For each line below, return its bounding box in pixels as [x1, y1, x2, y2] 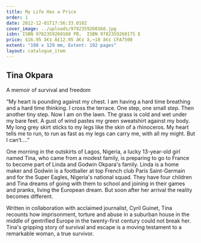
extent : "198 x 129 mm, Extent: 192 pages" [6, 43, 117, 49]
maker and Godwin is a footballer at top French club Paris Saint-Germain [6, 167, 185, 174]
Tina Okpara [6, 70, 53, 81]
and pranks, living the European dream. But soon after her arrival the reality [6, 186, 193, 193]
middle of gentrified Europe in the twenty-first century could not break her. [6, 217, 191, 224]
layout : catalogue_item [6, 48, 66, 54]
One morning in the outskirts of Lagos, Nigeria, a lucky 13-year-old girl [6, 148, 181, 155]
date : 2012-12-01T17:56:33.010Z [6, 20, 87, 26]
